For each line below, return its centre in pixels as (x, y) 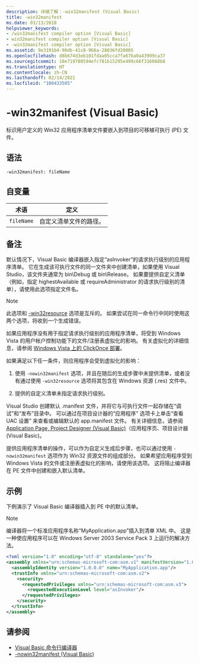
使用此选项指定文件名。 (53, 289)
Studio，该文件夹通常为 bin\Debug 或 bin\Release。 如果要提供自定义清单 (96, 274)
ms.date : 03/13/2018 (32, 23)
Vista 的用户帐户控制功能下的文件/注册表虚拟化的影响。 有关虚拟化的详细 (95, 341)
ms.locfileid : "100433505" (39, 84)
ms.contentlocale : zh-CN (37, 72)
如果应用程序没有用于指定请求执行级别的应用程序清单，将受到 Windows (93, 334)
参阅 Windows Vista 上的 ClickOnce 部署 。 (73, 348)
